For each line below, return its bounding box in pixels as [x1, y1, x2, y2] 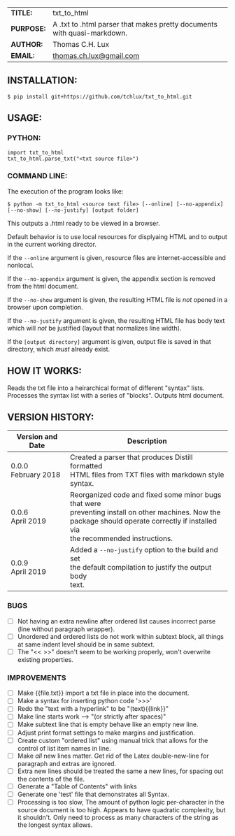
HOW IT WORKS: [7, 365, 82, 377]
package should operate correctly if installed [69, 517, 217, 526]
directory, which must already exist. [7, 345, 111, 353]
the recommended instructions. [69, 534, 173, 544]
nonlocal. [7, 261, 34, 269]
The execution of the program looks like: [7, 187, 124, 195]
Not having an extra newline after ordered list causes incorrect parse [17, 617, 216, 625]
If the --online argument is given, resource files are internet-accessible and [7, 253, 226, 261]
